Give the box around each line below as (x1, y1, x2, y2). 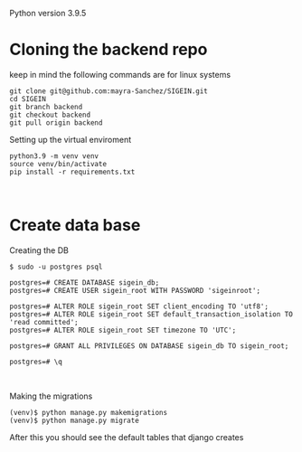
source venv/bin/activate (9, 159, 107, 168)
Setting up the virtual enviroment (9, 134, 132, 145)
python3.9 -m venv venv (9, 151, 99, 161)
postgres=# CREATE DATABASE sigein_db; (9, 278, 160, 287)
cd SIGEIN (9, 94, 47, 103)
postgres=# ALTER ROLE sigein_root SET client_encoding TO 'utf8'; (9, 302, 269, 311)
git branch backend (9, 102, 83, 111)
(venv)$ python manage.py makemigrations (9, 408, 168, 417)
